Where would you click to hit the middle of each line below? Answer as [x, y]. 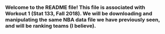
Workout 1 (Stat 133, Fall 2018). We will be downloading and [79, 13]
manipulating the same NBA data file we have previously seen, [82, 20]
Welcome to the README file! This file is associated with [75, 7]
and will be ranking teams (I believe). [51, 26]
